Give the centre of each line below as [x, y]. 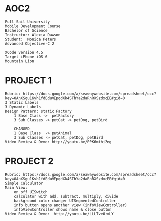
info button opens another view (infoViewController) [71, 205]
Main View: [16, 187]
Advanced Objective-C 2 [30, 43]
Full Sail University [27, 22]
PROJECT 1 [28, 81]
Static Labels [24, 102]
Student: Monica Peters [31, 39]
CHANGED [22, 129]
